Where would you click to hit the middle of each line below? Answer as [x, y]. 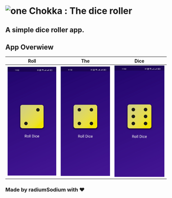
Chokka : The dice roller [81, 11]
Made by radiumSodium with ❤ [45, 190]
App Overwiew [29, 47]
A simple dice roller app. [45, 30]
